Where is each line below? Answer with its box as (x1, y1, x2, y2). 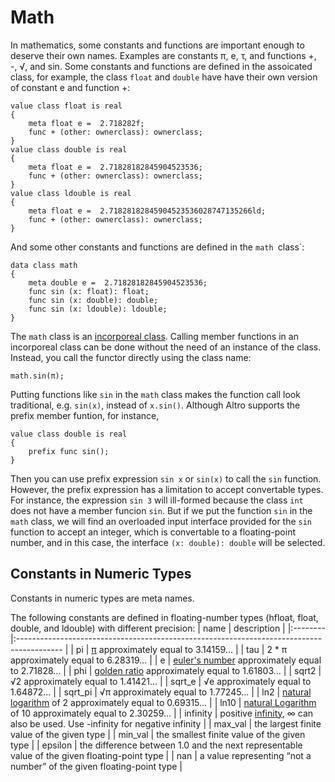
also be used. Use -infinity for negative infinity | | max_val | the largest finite (10, 717, 322, 730)
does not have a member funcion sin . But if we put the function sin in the (10, 504, 313, 516)
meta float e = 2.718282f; (28, 118, 145, 128)
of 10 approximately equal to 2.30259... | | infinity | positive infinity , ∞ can (10, 707, 314, 719)
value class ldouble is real (10, 188, 132, 198)
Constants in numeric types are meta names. (10, 592, 195, 604)
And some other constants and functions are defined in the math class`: (10, 241, 305, 253)
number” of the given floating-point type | (10, 760, 183, 772)
